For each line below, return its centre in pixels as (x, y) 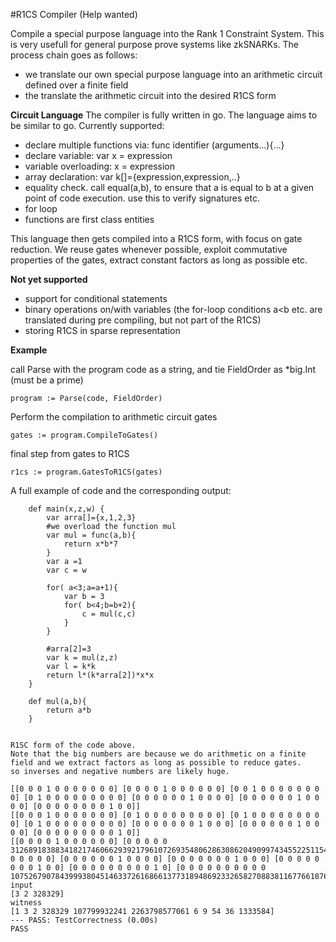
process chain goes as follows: (74, 55)
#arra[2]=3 (69, 649)
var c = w (66, 570)
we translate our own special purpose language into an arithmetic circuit (173, 74)
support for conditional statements (96, 298)
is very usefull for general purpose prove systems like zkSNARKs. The (154, 44)
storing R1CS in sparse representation (102, 330)
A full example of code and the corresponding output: (121, 490)
